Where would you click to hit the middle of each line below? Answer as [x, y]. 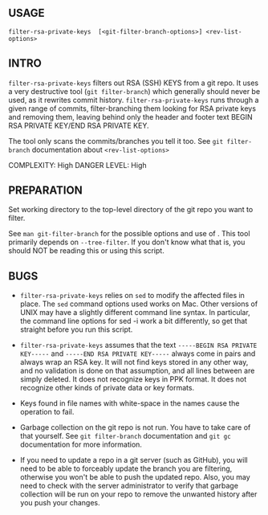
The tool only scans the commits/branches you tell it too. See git [116, 141]
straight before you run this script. [76, 329]
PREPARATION [45, 191]
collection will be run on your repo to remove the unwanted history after [138, 494]
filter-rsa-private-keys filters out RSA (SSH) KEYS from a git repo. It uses [134, 83]
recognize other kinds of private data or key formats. [107, 388]
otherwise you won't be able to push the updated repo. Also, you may [135, 477]
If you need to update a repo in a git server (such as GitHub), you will [134, 460]
